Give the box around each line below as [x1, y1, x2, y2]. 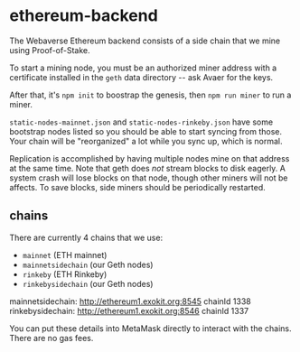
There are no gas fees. [9, 332, 94, 343]
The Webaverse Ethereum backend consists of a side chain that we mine [9, 35, 281, 46]
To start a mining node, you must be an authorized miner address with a [9, 62, 277, 73]
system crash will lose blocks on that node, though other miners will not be [9, 172, 288, 183]
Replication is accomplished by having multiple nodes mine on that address [9, 153, 290, 163]
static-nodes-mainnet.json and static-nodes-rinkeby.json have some [9, 116, 274, 127]
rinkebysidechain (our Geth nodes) [22, 278, 154, 289]
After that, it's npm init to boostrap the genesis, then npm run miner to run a [9, 89, 292, 100]
